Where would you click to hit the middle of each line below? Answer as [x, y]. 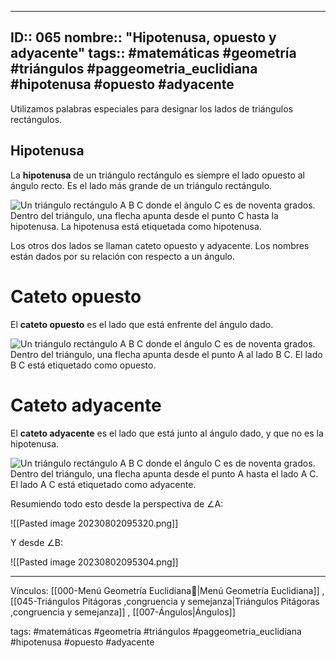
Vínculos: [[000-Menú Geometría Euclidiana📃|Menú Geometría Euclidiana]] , [167, 590]
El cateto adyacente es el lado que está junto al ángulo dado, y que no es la [167, 433]
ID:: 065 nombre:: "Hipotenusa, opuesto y [143, 37]
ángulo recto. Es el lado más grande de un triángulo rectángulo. [141, 185]
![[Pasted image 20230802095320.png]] [94, 523]
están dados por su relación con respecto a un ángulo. [123, 256]
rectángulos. [36, 119]
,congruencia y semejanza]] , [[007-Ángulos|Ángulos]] [123, 612]
